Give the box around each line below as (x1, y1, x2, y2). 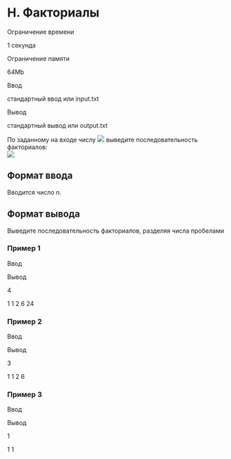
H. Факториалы (7, 5, 100, 21)
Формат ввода (7, 170, 73, 182)
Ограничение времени (7, 28, 74, 36)
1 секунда (7, 41, 36, 49)
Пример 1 (7, 244, 41, 253)
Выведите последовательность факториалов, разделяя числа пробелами (7, 226, 224, 235)
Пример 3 (7, 390, 43, 400)
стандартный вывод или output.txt (7, 121, 108, 129)
